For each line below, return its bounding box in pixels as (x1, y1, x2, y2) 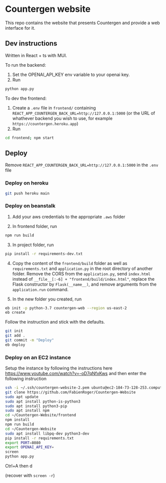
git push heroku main (5, 191, 50, 196)
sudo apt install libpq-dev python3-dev (5, 431, 90, 436)
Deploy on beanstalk (5, 202, 56, 209)
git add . (5, 333, 26, 338)
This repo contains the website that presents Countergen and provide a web (5, 20, 160, 26)
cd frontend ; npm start (5, 135, 54, 140)
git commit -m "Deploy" (5, 338, 54, 343)
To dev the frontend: (5, 95, 47, 101)
